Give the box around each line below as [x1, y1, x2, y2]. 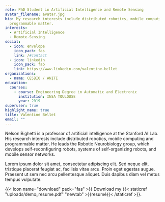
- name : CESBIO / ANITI [9, 76, 58, 81]
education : [5, 80, 27, 85]
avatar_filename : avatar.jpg [5, 12, 65, 17]
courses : [9, 85, 27, 90]
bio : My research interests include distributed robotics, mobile [5, 16, 144, 21]
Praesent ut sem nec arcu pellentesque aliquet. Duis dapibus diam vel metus [5, 171, 160, 177]
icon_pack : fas [14, 48, 45, 53]
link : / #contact [14, 53, 48, 58]
